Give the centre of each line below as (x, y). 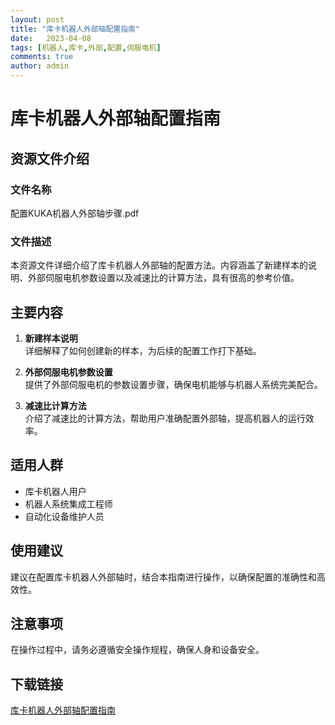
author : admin (40, 66)
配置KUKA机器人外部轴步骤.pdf (75, 213)
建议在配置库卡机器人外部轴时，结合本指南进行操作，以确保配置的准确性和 (163, 577)
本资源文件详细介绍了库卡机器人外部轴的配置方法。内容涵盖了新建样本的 (159, 265)
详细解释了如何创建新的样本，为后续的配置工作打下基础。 (143, 350)
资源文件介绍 (50, 158)
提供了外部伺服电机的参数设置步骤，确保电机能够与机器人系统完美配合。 (173, 384)
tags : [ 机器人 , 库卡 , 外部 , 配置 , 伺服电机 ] (86, 47)
